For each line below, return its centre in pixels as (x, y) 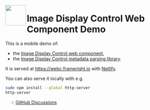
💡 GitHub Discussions (34, 102)
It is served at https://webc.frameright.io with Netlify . (61, 68)
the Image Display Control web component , (58, 53)
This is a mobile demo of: (32, 43)
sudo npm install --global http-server (48, 88)
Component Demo (66, 29)
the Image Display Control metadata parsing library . (67, 59)
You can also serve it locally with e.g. (44, 78)
